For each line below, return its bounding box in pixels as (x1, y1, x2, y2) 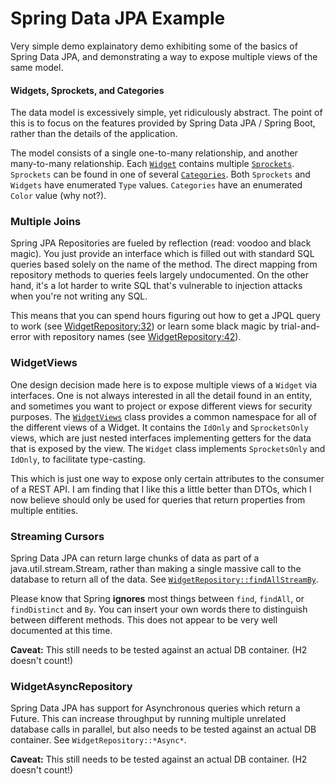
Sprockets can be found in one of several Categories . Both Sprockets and (10, 168, 311, 181)
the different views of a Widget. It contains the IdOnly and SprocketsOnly (10, 421, 310, 433)
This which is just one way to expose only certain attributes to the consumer (10, 472, 325, 484)
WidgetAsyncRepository (10, 679, 133, 693)
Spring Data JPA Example (10, 7, 226, 30)
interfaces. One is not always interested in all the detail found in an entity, (10, 389, 313, 401)
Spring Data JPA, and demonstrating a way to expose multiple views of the (10, 50, 318, 62)
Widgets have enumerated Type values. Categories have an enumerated (10, 179, 303, 191)
